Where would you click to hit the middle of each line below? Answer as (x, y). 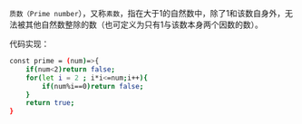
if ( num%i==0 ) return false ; (93, 86)
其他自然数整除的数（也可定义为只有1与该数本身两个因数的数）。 (144, 24)
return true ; (50, 103)
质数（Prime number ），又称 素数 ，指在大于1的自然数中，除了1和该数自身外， (147, 13)
